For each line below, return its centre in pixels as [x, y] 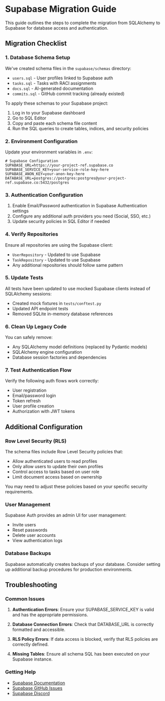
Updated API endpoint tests [40, 308]
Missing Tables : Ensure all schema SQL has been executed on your [81, 654]
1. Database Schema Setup [38, 58]
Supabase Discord [31, 693]
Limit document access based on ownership [57, 477]
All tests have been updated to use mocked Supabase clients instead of [78, 288]
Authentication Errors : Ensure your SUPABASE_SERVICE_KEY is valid [83, 610]
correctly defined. [31, 644]
